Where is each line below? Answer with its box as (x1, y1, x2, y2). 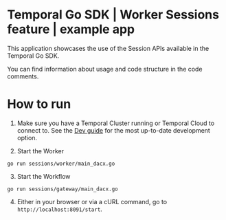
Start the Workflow (16, 172, 71, 180)
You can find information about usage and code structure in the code (7, 65, 203, 73)
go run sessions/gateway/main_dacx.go (7, 186, 118, 192)
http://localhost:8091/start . (16, 205, 103, 213)
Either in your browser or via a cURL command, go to (16, 197, 167, 206)
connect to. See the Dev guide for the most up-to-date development (16, 126, 211, 134)
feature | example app (7, 21, 135, 37)
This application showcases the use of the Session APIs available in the (7, 44, 210, 52)
